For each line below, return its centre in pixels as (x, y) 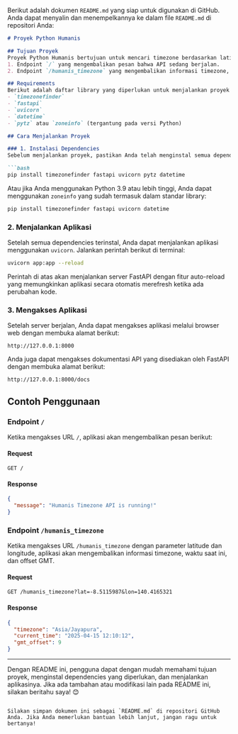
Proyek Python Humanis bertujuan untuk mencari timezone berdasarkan (112, 57)
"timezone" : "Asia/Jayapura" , (58, 629)
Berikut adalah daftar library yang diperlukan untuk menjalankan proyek (119, 90)
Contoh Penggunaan (54, 401)
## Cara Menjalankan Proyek (49, 136)
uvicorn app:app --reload (45, 263)
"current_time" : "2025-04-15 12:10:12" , (74, 636)
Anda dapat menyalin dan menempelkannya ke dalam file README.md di (109, 18)
